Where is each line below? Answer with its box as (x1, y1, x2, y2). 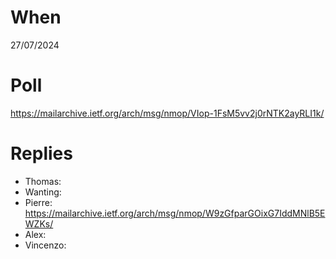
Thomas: (24, 175, 62, 187)
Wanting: (24, 186, 62, 198)
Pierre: (24, 196, 53, 208)
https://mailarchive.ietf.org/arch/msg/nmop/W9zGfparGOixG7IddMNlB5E (24, 207, 326, 219)
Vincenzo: (24, 239, 67, 251)
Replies (10, 142, 73, 165)
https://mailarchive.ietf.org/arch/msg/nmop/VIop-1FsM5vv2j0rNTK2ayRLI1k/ (10, 107, 325, 119)
